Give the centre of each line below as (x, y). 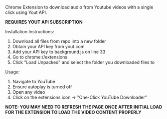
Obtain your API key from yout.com (48, 46)
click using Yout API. (26, 12)
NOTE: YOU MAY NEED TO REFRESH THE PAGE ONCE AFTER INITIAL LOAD (84, 107)
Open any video (29, 92)
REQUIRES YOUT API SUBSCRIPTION (44, 22)
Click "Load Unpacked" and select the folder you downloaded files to (83, 62)
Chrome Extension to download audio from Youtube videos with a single (79, 7)
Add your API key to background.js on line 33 (59, 52)
